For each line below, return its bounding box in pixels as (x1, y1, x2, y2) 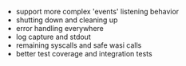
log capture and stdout (15, 32, 91, 41)
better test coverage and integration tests (15, 49, 153, 58)
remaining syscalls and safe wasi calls (15, 41, 142, 50)
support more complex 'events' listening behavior (15, 7, 180, 16)
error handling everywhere (15, 24, 104, 33)
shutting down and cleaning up (15, 15, 118, 25)
